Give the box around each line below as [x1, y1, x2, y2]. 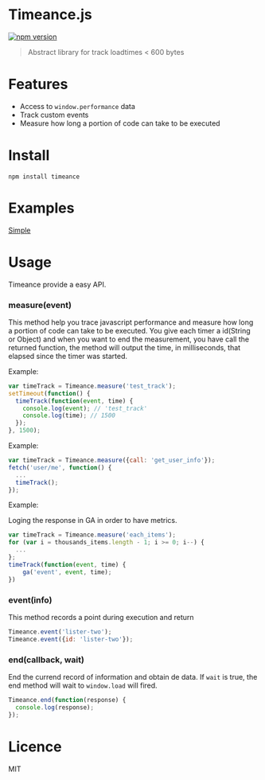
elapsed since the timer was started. [8, 351, 128, 361]
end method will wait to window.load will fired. [8, 681, 158, 690]
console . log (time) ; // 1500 [22, 411, 115, 419]
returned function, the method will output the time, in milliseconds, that [8, 342, 241, 352]
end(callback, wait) [8, 654, 85, 665]
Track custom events [19, 110, 89, 119]
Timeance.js [8, 6, 93, 24]
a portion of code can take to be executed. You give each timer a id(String [8, 326, 251, 335]
